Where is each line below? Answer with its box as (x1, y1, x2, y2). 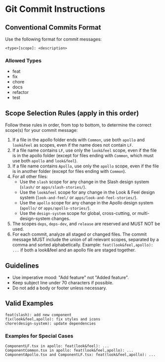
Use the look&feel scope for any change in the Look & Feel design (19, 189, 155, 196)
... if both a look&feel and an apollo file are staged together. (12, 247, 136, 253)
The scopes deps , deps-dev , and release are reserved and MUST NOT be (12, 221, 161, 227)
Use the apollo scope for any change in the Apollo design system (19, 200, 154, 206)
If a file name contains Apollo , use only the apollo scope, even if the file (12, 163, 159, 169)
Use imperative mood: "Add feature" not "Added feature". (12, 274, 129, 280)
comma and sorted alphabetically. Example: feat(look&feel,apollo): (12, 242, 154, 248)
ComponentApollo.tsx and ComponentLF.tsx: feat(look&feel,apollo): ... (5, 352, 156, 358)
